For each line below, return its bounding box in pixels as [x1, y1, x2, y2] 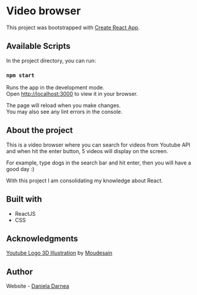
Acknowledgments [6, 234, 79, 244]
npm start [6, 72, 35, 79]
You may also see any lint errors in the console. [6, 108, 122, 116]
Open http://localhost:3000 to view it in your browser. [6, 91, 138, 98]
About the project [6, 125, 73, 135]
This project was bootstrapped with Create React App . [6, 24, 140, 31]
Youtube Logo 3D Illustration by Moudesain [6, 249, 113, 257]
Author [6, 266, 33, 277]
